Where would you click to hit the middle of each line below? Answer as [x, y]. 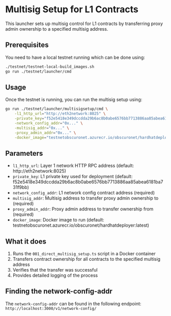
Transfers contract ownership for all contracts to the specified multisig [87, 259]
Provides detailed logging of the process [55, 275]
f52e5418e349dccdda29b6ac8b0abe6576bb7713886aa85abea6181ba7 [88, 182]
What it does [26, 241]
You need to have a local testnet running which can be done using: [75, 57]
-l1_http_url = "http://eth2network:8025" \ [60, 114]
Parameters [24, 153]
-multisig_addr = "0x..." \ [42, 128]
